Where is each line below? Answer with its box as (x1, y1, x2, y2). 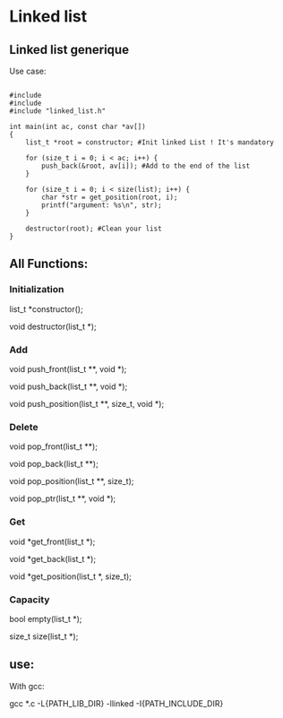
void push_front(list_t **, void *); (9, 363, 127, 374)
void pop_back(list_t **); (9, 459, 99, 470)
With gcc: (9, 680, 45, 691)
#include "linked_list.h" (9, 107, 106, 116)
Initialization (9, 283, 64, 296)
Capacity (9, 593, 50, 606)
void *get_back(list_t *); (9, 553, 97, 564)
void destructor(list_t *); (9, 321, 97, 332)
